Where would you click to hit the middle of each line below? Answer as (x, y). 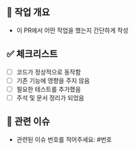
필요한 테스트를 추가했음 (49, 89)
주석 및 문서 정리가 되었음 (50, 98)
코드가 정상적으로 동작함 (49, 72)
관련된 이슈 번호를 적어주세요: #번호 (64, 139)
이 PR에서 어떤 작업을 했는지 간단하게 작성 (72, 30)
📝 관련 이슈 (28, 121)
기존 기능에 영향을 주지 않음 (53, 81)
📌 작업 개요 (28, 12)
